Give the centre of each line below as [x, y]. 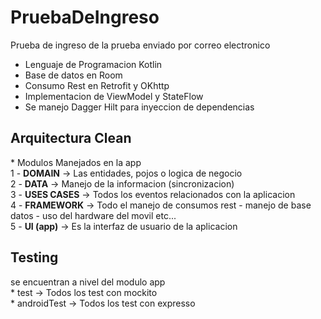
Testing [34, 257]
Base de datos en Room [73, 75]
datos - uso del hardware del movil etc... [93, 215]
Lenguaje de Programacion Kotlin [93, 64]
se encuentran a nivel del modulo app [88, 282]
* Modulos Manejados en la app [76, 162]
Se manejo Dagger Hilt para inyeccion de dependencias [139, 107]
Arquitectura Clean [71, 138]
